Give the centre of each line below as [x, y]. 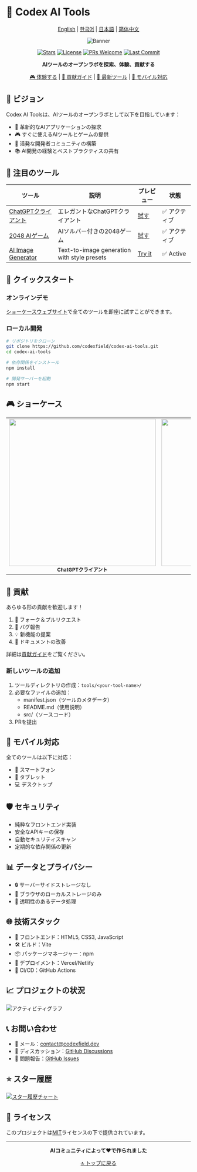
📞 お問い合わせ [32, 1029]
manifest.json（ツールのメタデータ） [68, 699]
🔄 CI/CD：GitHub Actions [45, 970]
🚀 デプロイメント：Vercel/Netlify [54, 962]
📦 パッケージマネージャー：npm [54, 954]
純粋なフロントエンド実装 [45, 825]
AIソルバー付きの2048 [89, 231]
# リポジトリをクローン [30, 341]
